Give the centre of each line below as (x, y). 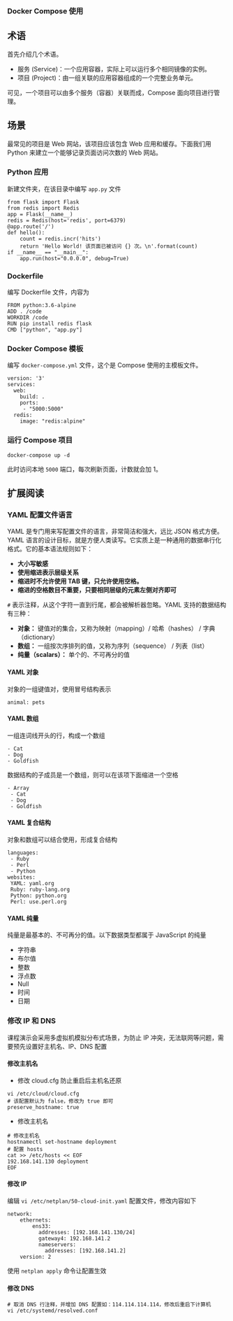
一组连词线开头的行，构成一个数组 (56, 735)
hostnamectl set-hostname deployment (62, 1142)
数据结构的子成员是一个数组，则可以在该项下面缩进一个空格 (93, 775)
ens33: (42, 1226)
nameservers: (57, 1244)
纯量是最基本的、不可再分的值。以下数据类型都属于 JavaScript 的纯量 (107, 935)
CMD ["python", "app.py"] (45, 330)
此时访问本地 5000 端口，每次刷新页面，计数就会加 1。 (85, 469)
